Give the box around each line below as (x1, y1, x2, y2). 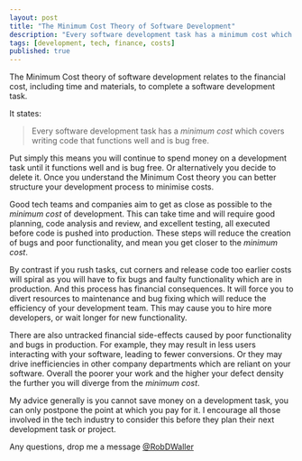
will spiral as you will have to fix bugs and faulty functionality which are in (9, 274, 282, 285)
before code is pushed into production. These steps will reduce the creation (9, 227, 291, 239)
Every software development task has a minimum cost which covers (31, 125, 285, 136)
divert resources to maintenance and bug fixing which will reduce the (9, 293, 267, 304)
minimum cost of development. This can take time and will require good (9, 208, 276, 219)
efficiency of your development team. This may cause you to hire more (9, 303, 272, 314)
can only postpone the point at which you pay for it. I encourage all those (9, 405, 281, 416)
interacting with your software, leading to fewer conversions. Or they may (9, 349, 282, 360)
